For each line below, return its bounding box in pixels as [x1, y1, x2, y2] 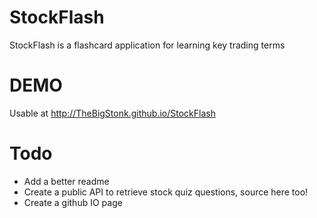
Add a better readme [23, 175, 110, 187]
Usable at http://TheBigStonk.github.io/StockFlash [9, 107, 216, 119]
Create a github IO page [23, 196, 123, 208]
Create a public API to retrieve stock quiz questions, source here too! [23, 186, 309, 198]
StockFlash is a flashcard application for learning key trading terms [9, 39, 286, 51]
